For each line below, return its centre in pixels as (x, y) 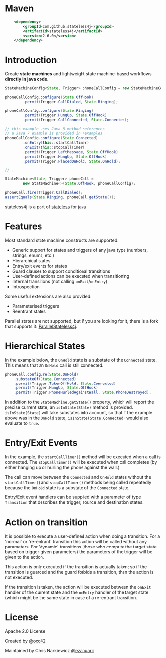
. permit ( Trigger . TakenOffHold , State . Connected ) (65, 384)
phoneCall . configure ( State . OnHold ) (42, 374)
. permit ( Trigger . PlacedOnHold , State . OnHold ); (72, 161)
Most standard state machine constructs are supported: (62, 240)
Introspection (26, 287)
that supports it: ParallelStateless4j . (41, 326)
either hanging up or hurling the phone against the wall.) (62, 467)
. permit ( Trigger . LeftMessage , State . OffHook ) (71, 152)
